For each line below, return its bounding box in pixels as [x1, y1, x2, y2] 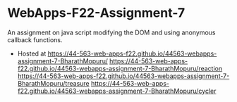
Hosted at [17, 49, 47, 58]
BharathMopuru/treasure [17, 79, 90, 87]
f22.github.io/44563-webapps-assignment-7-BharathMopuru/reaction [17, 64, 223, 72]
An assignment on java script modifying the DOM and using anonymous [7, 28, 216, 37]
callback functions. [7, 35, 63, 44]
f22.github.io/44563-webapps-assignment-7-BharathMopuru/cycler [17, 87, 217, 95]
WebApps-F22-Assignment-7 [7, 5, 186, 21]
